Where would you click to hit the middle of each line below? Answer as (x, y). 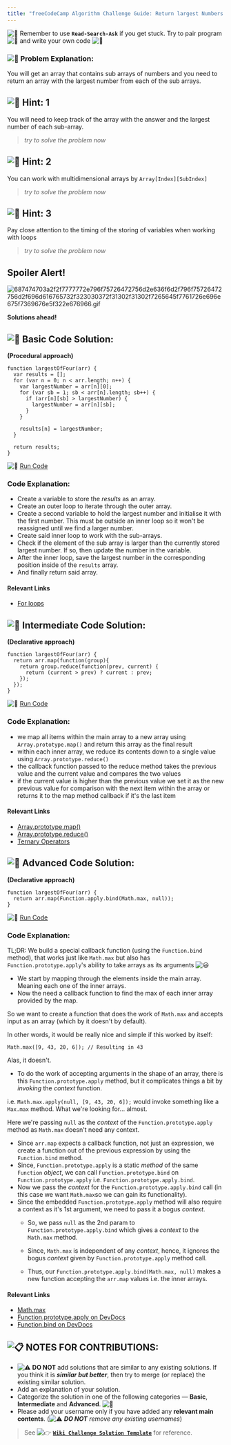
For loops (31, 604)
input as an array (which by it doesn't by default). (77, 1021)
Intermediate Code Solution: (84, 625)
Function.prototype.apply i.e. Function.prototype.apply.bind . (106, 1180)
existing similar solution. (51, 1382)
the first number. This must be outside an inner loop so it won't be (111, 521)
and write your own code (55, 40)
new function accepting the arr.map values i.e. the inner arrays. (118, 1278)
